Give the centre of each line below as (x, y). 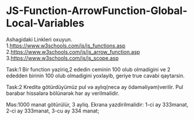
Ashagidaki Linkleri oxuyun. (39, 39)
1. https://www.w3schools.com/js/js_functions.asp (66, 46)
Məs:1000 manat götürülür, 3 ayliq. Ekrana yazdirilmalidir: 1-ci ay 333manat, (97, 104)
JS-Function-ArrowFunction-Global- (97, 11)
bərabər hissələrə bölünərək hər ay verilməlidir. (63, 93)
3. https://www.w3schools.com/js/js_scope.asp (62, 58)
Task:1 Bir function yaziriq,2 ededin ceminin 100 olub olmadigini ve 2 (88, 69)
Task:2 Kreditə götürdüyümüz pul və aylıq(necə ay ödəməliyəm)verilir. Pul (95, 87)
